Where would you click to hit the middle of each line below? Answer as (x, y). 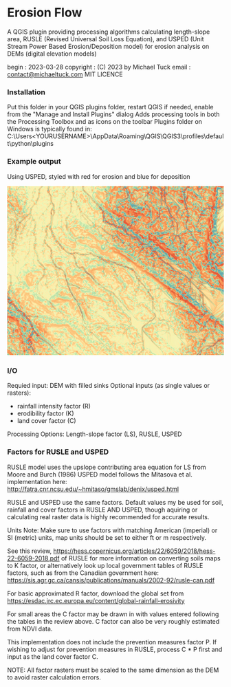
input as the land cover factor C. (53, 656)
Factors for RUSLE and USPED (58, 452)
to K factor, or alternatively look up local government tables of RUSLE (105, 565)
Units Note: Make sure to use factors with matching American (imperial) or (112, 530)
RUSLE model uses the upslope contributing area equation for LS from (107, 467)
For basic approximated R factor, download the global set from (96, 593)
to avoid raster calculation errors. (54, 677)
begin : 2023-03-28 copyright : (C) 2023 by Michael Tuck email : (99, 67)
